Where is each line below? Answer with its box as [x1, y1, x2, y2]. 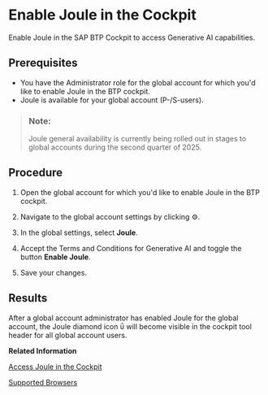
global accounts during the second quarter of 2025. [28, 142, 202, 152]
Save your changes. [19, 267, 88, 277]
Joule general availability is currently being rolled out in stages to [28, 134, 247, 144]
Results [8, 291, 48, 306]
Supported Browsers [8, 377, 78, 387]
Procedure [8, 166, 63, 180]
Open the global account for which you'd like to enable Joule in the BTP [19, 187, 260, 197]
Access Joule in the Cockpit [8, 362, 103, 371]
